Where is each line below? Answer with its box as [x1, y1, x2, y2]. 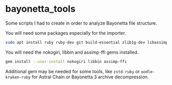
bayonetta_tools [5, 3, 76, 15]
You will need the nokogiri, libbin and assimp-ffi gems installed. [5, 49, 139, 55]
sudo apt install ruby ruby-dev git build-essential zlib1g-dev [5, 39, 145, 45]
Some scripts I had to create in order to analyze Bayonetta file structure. [5, 20, 157, 26]
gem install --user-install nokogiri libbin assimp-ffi [5, 59, 127, 64]
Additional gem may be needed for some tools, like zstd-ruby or [5, 68, 140, 74]
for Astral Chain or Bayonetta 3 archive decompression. [31, 74, 149, 80]
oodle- [140, 69, 155, 74]
